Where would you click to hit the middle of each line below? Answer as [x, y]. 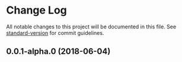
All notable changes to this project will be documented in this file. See [91, 27]
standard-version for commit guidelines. [55, 32]
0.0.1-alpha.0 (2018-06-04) [58, 52]
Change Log [36, 10]
